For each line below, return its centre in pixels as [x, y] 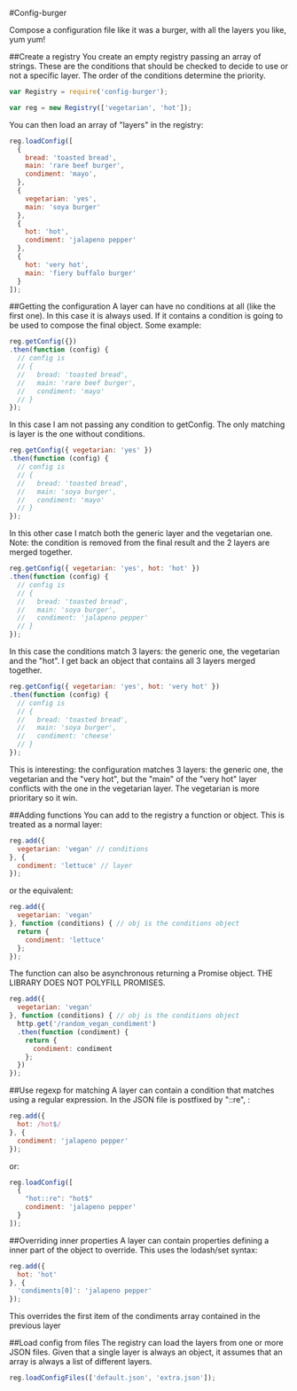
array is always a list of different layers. [81, 1362]
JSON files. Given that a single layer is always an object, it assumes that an [146, 1352]
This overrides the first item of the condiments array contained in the [135, 1316]
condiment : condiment [73, 1048]
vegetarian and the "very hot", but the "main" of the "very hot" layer [133, 778]
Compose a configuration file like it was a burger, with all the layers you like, [148, 30]
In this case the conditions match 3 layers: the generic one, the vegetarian [145, 651]
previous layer [35, 1325]
